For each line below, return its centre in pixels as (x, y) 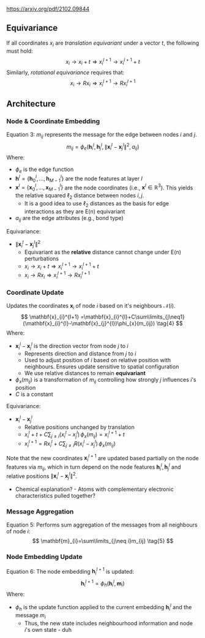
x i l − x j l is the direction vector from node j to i (72, 346)
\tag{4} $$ (170, 323)
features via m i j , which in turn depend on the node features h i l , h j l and (94, 467)
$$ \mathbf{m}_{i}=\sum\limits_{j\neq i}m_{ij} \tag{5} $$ (103, 541)
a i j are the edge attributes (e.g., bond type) (69, 218)
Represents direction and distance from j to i (80, 354)
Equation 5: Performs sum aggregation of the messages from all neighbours (102, 525)
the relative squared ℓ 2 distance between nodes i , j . (80, 196)
